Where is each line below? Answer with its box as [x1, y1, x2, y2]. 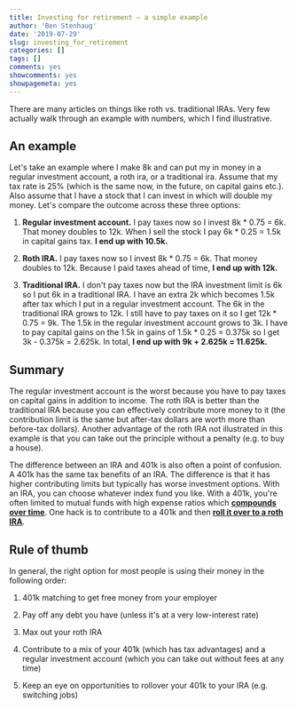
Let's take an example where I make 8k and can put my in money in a [9, 162, 262, 173]
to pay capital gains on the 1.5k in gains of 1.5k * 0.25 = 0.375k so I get [21, 327, 280, 338]
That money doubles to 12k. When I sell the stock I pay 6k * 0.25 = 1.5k [21, 227, 281, 237]
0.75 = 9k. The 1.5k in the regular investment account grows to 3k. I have [21, 317, 288, 329]
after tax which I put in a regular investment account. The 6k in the [21, 299, 265, 309]
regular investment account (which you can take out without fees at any [21, 654, 285, 665]
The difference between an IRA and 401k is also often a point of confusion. [9, 459, 282, 471]
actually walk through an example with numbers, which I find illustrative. [9, 113, 273, 123]
